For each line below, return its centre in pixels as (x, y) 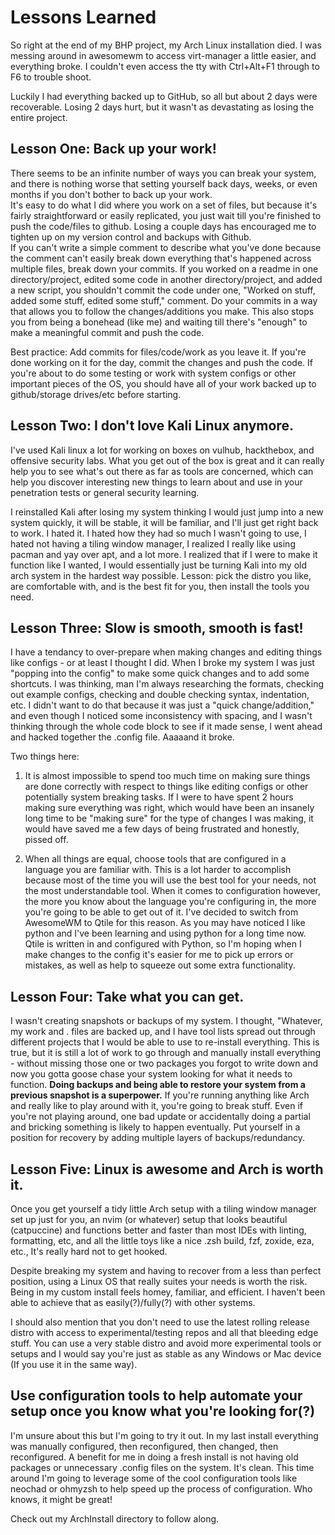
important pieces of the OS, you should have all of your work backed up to (163, 383)
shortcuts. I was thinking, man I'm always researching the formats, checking (167, 684)
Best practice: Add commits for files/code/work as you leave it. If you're (158, 352)
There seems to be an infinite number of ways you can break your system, (163, 173)
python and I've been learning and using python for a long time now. (165, 933)
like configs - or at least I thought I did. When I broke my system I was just (162, 663)
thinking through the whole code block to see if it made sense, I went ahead (166, 727)
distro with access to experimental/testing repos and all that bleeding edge (164, 1332)
